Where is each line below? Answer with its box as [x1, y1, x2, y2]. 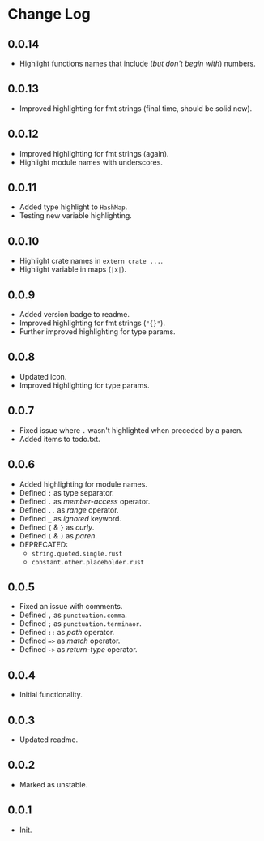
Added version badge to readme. [19, 310, 130, 320]
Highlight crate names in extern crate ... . [19, 256, 164, 266]
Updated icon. [19, 371, 67, 381]
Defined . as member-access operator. [19, 496, 151, 506]
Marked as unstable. [19, 779, 88, 789]
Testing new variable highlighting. [19, 211, 133, 221]
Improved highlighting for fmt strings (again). [19, 148, 169, 158]
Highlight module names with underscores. [19, 157, 164, 167]
